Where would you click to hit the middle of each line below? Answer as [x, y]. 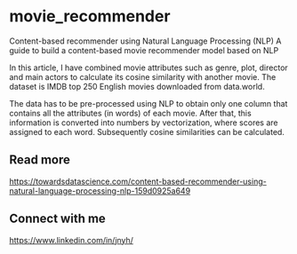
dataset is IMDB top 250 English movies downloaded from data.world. [137, 86]
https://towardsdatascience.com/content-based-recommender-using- [138, 181]
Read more [40, 160]
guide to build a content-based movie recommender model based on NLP [144, 50]
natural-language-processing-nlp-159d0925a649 [100, 190]
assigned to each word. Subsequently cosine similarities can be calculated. [147, 131]
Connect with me [58, 219]
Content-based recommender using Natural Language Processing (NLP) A [145, 41]
